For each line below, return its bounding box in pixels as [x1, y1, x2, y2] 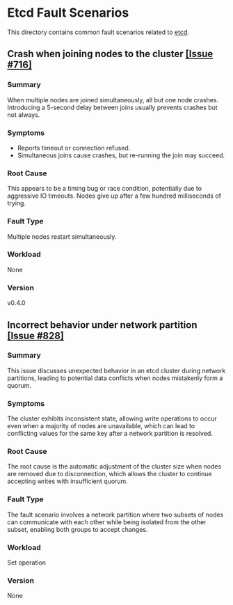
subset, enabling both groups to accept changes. [7, 525, 148, 533]
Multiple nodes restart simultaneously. [7, 232, 117, 241]
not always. [7, 110, 40, 119]
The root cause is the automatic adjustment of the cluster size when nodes [7, 462, 222, 471]
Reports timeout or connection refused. [17, 143, 131, 152]
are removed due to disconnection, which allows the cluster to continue [7, 470, 212, 478]
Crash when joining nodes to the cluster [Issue [7, 48, 214, 60]
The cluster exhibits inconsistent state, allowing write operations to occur [7, 414, 217, 423]
